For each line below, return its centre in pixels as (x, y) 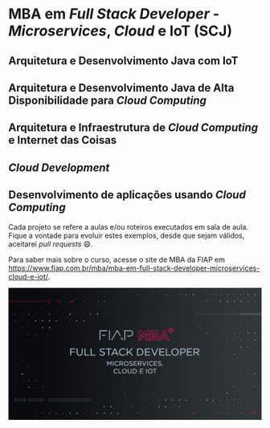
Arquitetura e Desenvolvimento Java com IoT (123, 61)
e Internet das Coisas (63, 140)
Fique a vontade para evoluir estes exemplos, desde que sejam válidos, (127, 235)
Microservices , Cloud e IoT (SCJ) (121, 31)
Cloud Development (59, 167)
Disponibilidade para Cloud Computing (108, 100)
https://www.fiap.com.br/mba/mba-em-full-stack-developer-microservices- (134, 268)
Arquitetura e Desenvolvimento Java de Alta (121, 88)
